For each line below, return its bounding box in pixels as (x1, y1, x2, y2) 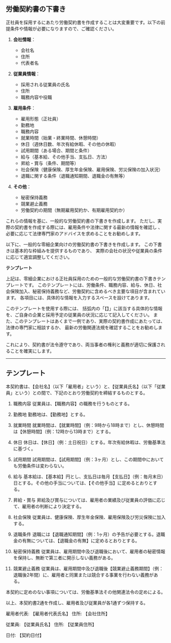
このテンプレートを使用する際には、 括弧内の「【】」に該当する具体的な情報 (6, 305, 163, 311)
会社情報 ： (13, 36, 36, 42)
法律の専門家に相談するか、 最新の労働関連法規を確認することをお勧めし (6, 324, 158, 330)
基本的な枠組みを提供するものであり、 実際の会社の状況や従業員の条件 (14, 248, 163, 254)
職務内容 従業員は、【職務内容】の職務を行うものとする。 (13, 400, 132, 407)
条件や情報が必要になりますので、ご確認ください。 (10, 25, 117, 31)
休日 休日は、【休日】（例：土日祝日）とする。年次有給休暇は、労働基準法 (13, 439, 166, 445)
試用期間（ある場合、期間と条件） (20, 147, 92, 153)
